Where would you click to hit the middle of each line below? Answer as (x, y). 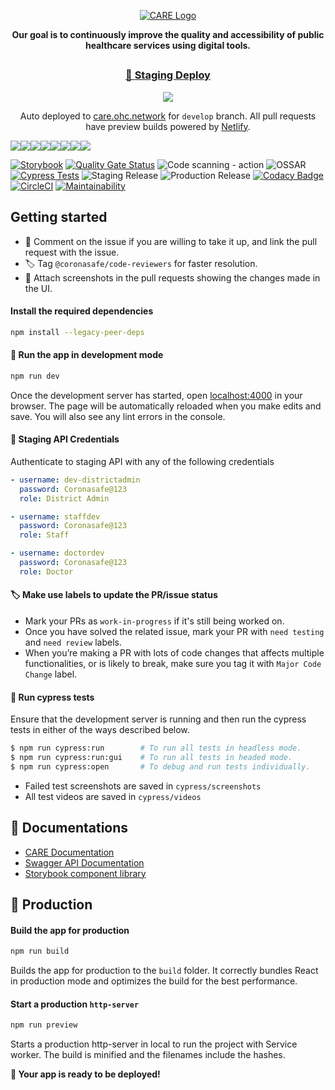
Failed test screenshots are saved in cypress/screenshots (143, 786)
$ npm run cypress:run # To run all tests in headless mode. (156, 748)
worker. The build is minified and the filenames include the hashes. (148, 1055)
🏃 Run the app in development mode (87, 355)
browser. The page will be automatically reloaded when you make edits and (166, 406)
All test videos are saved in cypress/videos (113, 796)
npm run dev (35, 376)
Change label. (51, 674)
